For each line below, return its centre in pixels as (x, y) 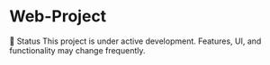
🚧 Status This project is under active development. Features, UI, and (135, 41)
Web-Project (58, 16)
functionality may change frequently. (77, 50)
